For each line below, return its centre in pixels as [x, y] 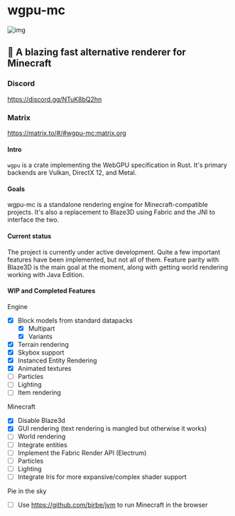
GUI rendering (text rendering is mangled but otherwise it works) [112, 429]
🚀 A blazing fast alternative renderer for [97, 52]
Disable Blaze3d [41, 421]
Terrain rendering [43, 344]
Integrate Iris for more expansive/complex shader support [102, 477]
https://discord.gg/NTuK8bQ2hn [55, 99]
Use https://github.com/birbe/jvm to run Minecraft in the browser [113, 505]
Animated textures [44, 369]
